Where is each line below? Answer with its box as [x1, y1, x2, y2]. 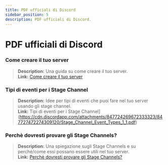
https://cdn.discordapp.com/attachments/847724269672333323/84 [19, 114, 163, 120]
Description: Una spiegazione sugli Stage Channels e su [17, 143, 136, 149]
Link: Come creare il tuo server [17, 73, 83, 79]
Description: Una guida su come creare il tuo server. [17, 68, 128, 74]
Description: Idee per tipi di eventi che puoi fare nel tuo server [17, 98, 148, 104]
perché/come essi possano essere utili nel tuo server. [17, 149, 130, 155]
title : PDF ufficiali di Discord [5, 7, 76, 13]
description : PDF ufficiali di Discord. [5, 17, 92, 22]
